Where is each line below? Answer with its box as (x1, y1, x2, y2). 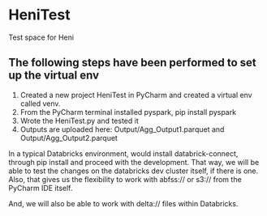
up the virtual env (8, 69, 100, 83)
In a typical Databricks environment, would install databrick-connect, (8, 148, 239, 159)
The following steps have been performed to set (8, 56, 257, 70)
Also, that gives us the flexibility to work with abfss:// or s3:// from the (8, 174, 242, 184)
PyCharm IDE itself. (8, 183, 73, 193)
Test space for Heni (8, 32, 75, 42)
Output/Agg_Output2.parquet (19, 133, 118, 142)
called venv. (19, 99, 61, 108)
